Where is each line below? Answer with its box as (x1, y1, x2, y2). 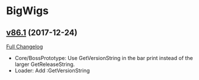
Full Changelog (6, 43, 43, 50)
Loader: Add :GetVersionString (14, 67, 90, 74)
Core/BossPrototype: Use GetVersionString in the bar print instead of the (14, 55, 193, 61)
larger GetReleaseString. (14, 61, 75, 68)
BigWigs (6, 4, 49, 18)
